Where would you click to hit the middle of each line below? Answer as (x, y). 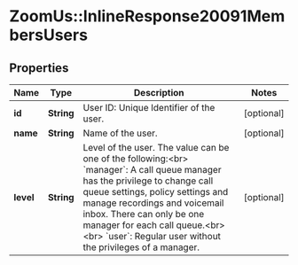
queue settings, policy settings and (156, 192)
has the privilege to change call (148, 181)
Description (159, 93)
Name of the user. (120, 133)
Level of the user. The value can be (156, 148)
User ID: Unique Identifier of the (149, 108)
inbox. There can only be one (144, 214)
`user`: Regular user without (163, 236)
